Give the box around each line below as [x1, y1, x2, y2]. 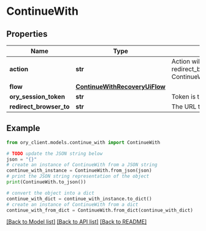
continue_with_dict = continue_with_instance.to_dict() [6, 195, 152, 202]
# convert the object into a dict [6, 190, 95, 196]
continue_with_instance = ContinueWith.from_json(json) [6, 167, 152, 174]
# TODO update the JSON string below [6, 150, 103, 157]
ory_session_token [9, 93, 66, 100]
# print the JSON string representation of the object [6, 173, 150, 180]
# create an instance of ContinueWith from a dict [6, 201, 139, 208]
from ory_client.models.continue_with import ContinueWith [6, 139, 161, 145]
